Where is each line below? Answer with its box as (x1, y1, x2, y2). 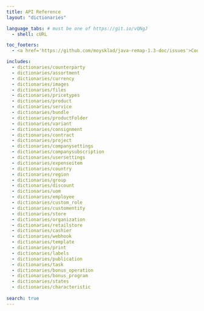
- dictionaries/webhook (12, 233, 72, 239)
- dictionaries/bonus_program (12, 273, 88, 279)
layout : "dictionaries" (6, 15, 67, 21)
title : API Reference (6, 8, 61, 15)
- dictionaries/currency (12, 75, 75, 82)
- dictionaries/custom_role (12, 199, 83, 206)
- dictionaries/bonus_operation (12, 267, 94, 273)
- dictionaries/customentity (12, 205, 86, 211)
